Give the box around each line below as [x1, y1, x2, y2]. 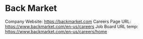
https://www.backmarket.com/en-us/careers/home [5, 29, 108, 34]
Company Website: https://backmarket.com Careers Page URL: [5, 19, 131, 24]
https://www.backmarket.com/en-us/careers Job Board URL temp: [5, 23, 138, 29]
